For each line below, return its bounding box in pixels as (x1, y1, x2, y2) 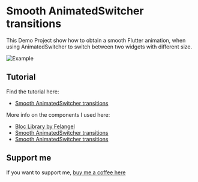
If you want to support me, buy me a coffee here (6, 169, 126, 176)
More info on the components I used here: (6, 111, 110, 118)
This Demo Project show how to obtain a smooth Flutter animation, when (6, 37, 186, 44)
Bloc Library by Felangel (14, 123, 75, 130)
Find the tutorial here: (6, 88, 59, 95)
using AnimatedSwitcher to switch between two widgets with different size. (6, 43, 193, 50)
